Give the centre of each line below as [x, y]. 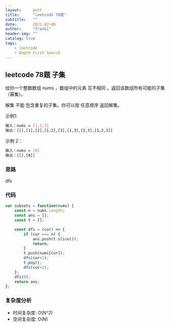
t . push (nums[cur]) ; [44, 253]
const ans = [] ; [32, 216]
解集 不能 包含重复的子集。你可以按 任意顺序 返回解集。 [64, 105]
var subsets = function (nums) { [40, 206]
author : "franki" [28, 29]
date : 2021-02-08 [31, 24]
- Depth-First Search [37, 53]
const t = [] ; [29, 220]
